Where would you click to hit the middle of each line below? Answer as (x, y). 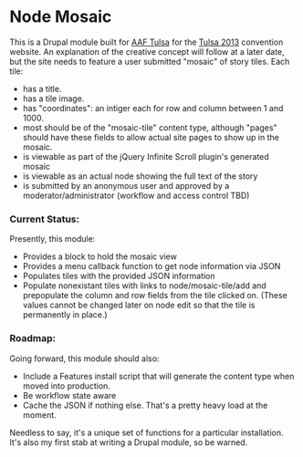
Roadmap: (33, 338)
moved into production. (67, 386)
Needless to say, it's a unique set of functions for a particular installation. (147, 432)
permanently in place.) (65, 315)
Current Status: (45, 219)
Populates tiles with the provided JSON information (119, 276)
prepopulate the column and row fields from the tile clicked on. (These (155, 296)
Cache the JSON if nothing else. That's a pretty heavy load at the (145, 405)
